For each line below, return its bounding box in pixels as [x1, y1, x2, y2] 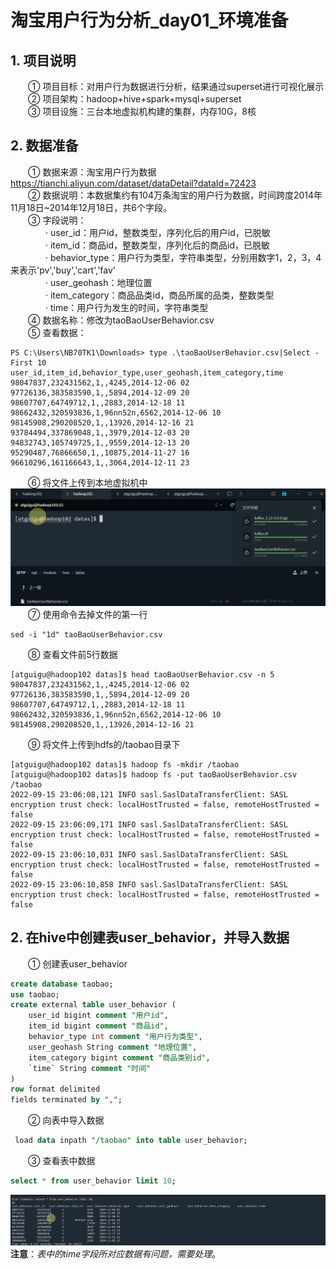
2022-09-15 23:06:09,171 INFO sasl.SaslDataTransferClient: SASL [10, 819, 288, 830]
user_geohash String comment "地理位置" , [28, 1042, 198, 1052]
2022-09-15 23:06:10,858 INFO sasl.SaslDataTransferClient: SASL [10, 879, 288, 890]
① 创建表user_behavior [28, 957, 128, 970]
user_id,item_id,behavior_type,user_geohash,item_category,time [10, 367, 284, 378]
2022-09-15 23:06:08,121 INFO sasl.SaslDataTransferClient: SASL [10, 789, 288, 800]
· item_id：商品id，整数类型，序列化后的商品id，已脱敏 [45, 239, 270, 251]
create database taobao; [10, 979, 114, 989]
